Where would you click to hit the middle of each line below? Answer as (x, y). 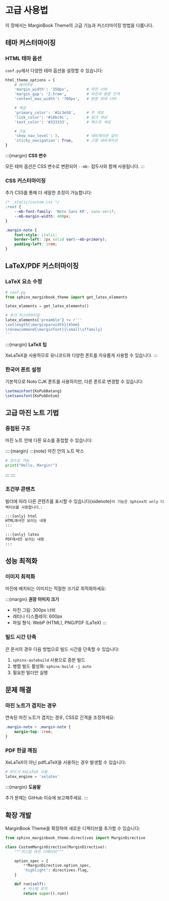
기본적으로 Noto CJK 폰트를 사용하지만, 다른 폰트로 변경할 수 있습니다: (74, 382)
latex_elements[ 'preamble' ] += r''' (44, 320)
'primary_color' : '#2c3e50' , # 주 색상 (59, 112)
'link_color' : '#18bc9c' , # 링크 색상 (61, 117)
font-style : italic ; (36, 235)
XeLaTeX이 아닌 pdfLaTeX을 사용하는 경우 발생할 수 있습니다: (66, 762)
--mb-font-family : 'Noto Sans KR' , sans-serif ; (65, 212)
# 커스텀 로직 (36, 889)
